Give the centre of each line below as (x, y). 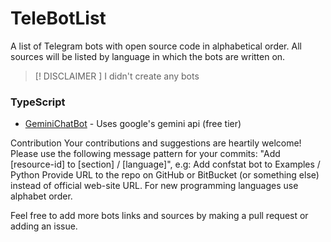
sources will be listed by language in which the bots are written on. (148, 56)
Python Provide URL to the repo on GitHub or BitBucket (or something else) (165, 175)
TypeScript (38, 102)
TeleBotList (58, 18)
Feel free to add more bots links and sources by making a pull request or (159, 216)
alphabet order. (41, 196)
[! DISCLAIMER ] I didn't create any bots (117, 76)
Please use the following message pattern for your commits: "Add (145, 154)
